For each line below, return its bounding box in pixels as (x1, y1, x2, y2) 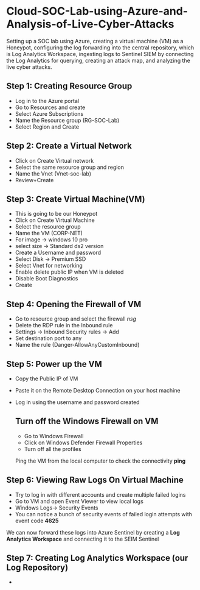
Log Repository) (6, 563, 69, 573)
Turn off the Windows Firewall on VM (15, 416, 159, 427)
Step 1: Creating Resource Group (6, 81, 133, 91)
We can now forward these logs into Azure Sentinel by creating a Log (6, 528, 181, 536)
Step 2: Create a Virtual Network (6, 141, 132, 151)
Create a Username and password (15, 249, 102, 257)
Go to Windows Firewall (24, 432, 84, 439)
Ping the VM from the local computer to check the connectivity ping (15, 457, 186, 464)
